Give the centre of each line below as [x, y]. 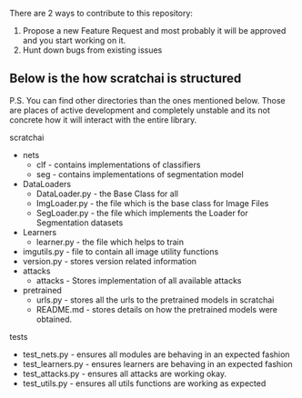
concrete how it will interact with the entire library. [103, 119]
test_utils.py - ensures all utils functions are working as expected [144, 383]
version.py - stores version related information [110, 261]
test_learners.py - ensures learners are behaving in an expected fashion [157, 363]
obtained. [54, 319]
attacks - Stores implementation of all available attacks [139, 280]
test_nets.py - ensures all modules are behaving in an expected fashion [156, 354]
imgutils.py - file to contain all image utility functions [121, 251]
